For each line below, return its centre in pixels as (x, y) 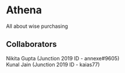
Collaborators (31, 44)
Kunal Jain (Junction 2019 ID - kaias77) (53, 64)
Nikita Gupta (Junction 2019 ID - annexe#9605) (63, 58)
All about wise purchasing (37, 26)
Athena (24, 10)
